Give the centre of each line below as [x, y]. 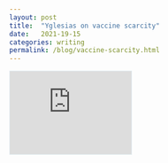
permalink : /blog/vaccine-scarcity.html [85, 50]
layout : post [33, 17]
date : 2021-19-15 [45, 34]
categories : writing [47, 42]
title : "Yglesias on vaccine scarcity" [85, 26]
